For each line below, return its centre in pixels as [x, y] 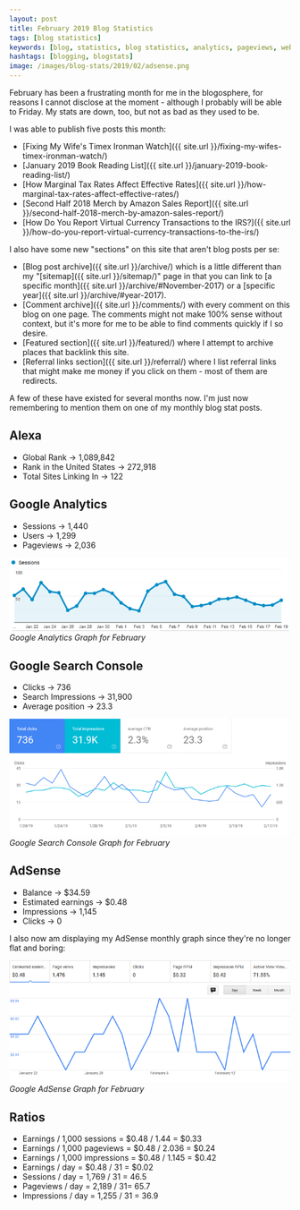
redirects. [40, 381]
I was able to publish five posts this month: [88, 129]
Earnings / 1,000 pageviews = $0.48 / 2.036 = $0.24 [119, 1148]
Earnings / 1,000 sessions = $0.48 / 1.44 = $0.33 [112, 1139]
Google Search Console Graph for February [90, 842]
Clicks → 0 [42, 921]
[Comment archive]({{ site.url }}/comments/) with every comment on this [156, 305]
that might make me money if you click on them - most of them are [145, 371]
